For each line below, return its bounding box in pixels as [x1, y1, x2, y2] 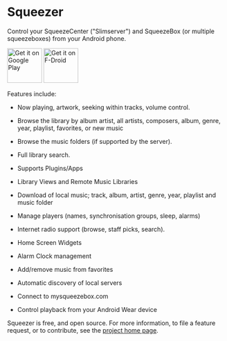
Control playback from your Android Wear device [17, 305, 158, 313]
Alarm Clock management [17, 252, 92, 260]
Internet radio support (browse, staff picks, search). [17, 225, 165, 233]
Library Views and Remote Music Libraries [17, 177, 138, 185]
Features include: [7, 89, 57, 98]
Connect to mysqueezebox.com [17, 292, 109, 300]
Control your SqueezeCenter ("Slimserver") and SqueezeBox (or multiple [7, 27, 215, 35]
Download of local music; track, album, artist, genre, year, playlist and [17, 191, 217, 199]
